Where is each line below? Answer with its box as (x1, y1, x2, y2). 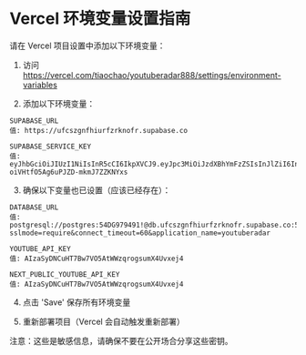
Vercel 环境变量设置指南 (9, 8, 191, 29)
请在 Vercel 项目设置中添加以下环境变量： (9, 40, 166, 51)
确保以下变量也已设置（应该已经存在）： (22, 184, 171, 196)
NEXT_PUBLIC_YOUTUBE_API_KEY (9, 269, 120, 279)
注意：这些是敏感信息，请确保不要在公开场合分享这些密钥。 (9, 335, 233, 346)
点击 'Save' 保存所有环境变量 (22, 297, 131, 308)
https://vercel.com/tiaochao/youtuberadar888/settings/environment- (22, 69, 281, 80)
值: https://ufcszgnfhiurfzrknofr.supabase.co (9, 126, 189, 135)
